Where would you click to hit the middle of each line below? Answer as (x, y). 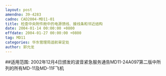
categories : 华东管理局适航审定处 (37, 42)
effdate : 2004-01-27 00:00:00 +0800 (43, 33)
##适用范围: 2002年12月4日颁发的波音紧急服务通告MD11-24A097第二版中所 (83, 62)
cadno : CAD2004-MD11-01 (30, 19)
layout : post (19, 10)
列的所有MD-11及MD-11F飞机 (34, 68)
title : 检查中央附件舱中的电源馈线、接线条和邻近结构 (54, 24)
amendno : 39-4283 (23, 14)
